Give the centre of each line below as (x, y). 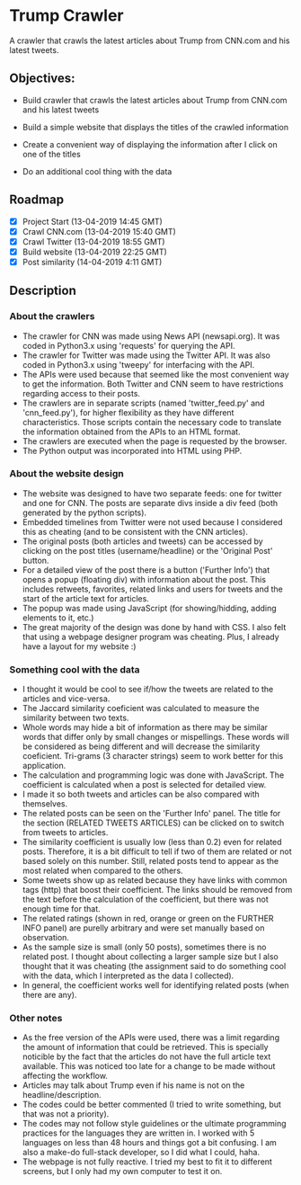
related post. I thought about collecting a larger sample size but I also (150, 957)
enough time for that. (61, 909)
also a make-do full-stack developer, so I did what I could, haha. (141, 1153)
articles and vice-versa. (66, 699)
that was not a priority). (66, 1114)
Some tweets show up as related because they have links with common (155, 880)
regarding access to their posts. (81, 393)
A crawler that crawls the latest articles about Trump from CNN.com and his (150, 40)
